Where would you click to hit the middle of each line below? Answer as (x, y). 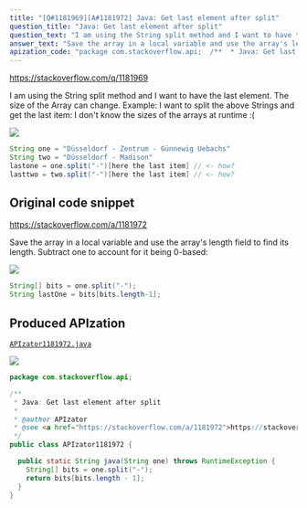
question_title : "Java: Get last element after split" (116, 26)
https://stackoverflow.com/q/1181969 (79, 78)
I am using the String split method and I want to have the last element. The (149, 96)
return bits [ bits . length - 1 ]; (85, 478)
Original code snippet (72, 203)
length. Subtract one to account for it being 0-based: (109, 252)
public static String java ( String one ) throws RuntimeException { (147, 461)
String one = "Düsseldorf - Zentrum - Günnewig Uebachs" (120, 149)
